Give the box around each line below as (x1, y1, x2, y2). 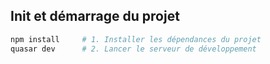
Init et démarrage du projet (10, 8, 180, 25)
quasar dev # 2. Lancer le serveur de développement (10, 44, 257, 54)
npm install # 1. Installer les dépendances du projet (10, 34, 262, 44)
